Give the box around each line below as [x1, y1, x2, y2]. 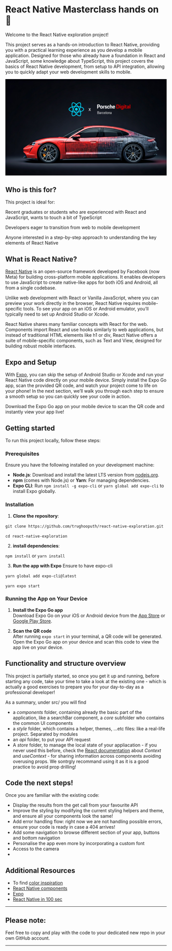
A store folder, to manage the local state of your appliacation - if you [12, 742, 157, 748]
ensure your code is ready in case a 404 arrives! [12, 824, 116, 830]
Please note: [5, 916, 46, 925]
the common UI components [12, 720, 73, 726]
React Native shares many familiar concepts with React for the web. [5, 321, 148, 327]
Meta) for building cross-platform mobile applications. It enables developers [5, 274, 166, 280]
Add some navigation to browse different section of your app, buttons [12, 829, 160, 836]
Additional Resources [5, 866, 75, 875]
